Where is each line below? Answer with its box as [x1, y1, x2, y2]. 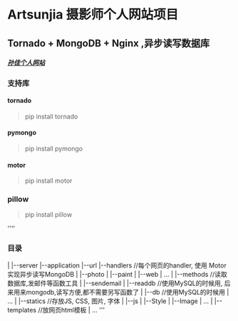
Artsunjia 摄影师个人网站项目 [7, 6, 179, 23]
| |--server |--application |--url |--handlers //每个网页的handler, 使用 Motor [7, 261, 227, 270]
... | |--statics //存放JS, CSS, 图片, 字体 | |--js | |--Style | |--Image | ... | [7, 297, 213, 305]
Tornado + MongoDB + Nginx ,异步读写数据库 [7, 37, 210, 49]
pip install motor [24, 176, 73, 185]
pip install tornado [24, 112, 78, 121]
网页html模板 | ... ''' [48, 305, 105, 314]
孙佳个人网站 [7, 58, 45, 67]
